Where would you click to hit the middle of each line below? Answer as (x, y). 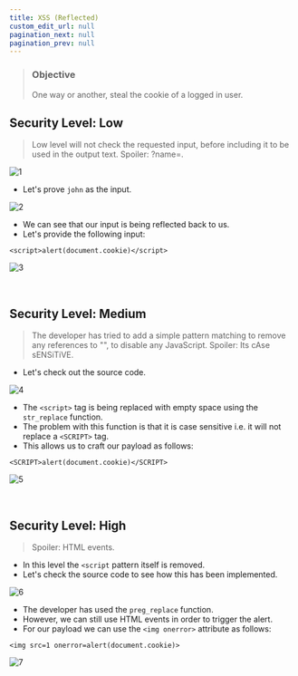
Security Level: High (68, 525)
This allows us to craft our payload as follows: (108, 446)
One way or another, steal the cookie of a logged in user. (137, 94)
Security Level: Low (67, 123)
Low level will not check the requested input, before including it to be (160, 145)
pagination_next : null (52, 34)
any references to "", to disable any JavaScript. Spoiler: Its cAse (150, 345)
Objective (53, 75)
